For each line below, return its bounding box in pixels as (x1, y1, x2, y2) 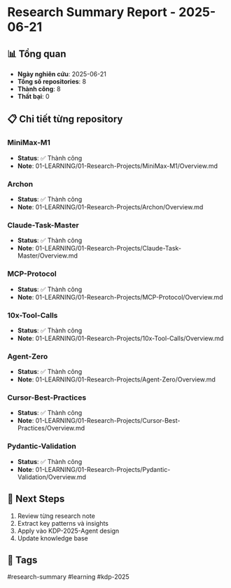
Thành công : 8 (17, 85, 61, 93)
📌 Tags (7, 554, 38, 566)
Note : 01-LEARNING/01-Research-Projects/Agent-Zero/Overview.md (17, 375, 216, 384)
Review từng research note (17, 512, 96, 520)
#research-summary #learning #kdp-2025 (7, 573, 129, 581)
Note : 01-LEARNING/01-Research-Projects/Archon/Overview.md (17, 202, 204, 211)
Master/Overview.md (17, 251, 78, 260)
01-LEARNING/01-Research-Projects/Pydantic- (35, 465, 171, 473)
